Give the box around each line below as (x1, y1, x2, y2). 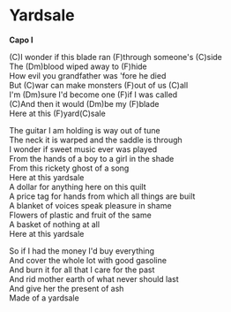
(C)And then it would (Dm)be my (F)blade (9, 98, 160, 109)
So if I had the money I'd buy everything (9, 245, 154, 256)
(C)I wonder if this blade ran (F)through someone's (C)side (9, 51, 223, 62)
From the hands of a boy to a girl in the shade (9, 153, 175, 164)
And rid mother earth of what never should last (9, 273, 179, 284)
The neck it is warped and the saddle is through (9, 134, 183, 145)
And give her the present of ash (9, 283, 124, 293)
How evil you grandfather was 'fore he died (9, 70, 167, 80)
